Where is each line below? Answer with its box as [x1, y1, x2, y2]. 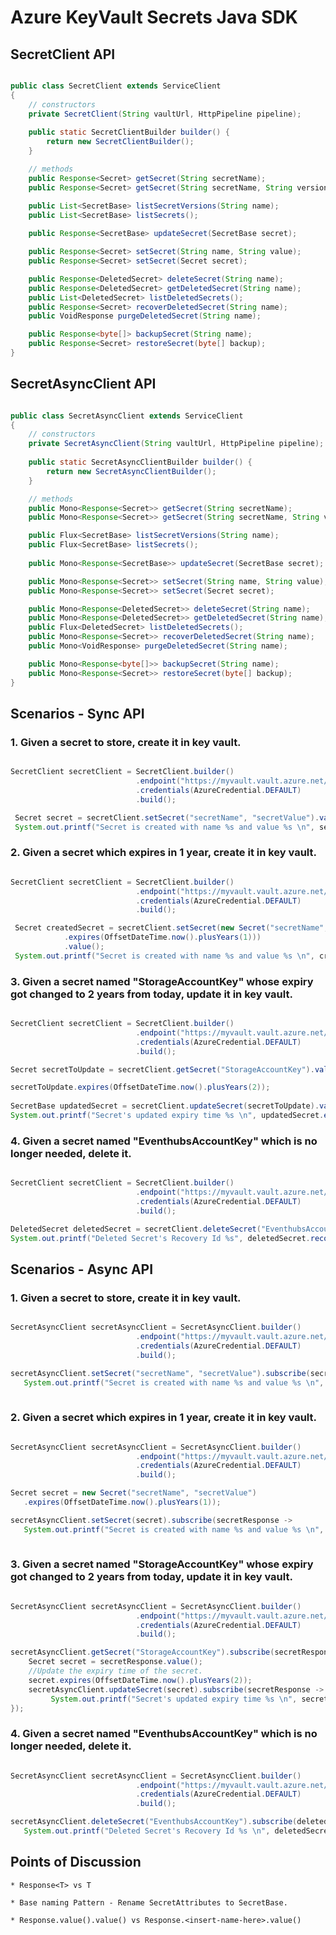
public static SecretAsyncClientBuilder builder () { [28, 457, 253, 468]
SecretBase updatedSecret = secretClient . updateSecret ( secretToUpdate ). [10, 1101, 320, 1111]
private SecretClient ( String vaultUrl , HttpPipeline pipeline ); [28, 109, 302, 119]
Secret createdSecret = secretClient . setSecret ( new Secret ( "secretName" [14, 923, 325, 933]
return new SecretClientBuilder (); [46, 137, 195, 147]
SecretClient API [10, 46, 116, 63]
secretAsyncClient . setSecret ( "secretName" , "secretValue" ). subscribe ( [10, 1368, 311, 1378]
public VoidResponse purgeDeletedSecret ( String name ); [28, 311, 262, 321]
